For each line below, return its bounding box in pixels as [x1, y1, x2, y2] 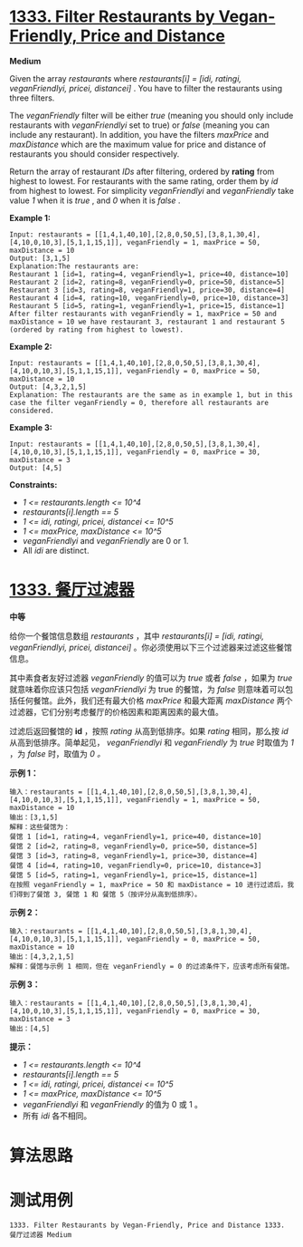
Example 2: [9, 341, 52, 352]
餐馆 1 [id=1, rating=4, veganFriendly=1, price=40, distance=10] [9, 832, 262, 841]
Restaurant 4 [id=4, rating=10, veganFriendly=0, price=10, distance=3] [9, 293, 289, 303]
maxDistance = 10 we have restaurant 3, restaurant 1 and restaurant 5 [9, 317, 285, 326]
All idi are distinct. [22, 545, 90, 556]
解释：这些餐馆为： [9, 822, 71, 831]
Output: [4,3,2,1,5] [9, 382, 88, 391]
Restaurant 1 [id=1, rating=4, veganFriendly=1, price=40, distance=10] [9, 269, 289, 278]
